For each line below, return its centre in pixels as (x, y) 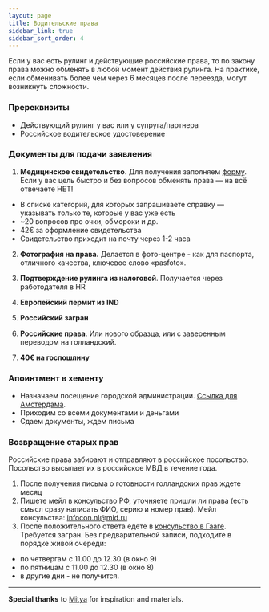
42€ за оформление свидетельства (80, 230)
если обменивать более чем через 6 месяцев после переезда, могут (127, 78)
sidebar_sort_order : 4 (46, 38)
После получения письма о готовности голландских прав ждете (130, 483)
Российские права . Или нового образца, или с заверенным (122, 333)
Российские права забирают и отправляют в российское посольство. (128, 459)
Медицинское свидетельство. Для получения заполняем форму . (133, 171)
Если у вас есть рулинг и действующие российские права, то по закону (131, 61)
